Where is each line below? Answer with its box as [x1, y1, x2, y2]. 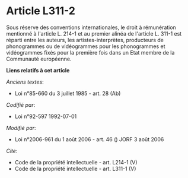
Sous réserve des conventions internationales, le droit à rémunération [6, 24, 176, 31]
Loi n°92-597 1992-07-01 [14, 113, 77, 120]
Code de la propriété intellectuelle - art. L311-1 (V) [14, 165, 136, 172]
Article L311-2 [6, 4, 76, 18]
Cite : [6, 147, 18, 154]
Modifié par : [6, 124, 37, 131]
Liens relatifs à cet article [6, 66, 70, 74]
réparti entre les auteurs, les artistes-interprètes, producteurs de [6, 36, 164, 43]
